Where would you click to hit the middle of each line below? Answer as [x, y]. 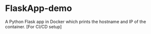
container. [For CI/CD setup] [33, 26]
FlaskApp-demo [39, 8]
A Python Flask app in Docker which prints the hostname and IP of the [76, 22]
